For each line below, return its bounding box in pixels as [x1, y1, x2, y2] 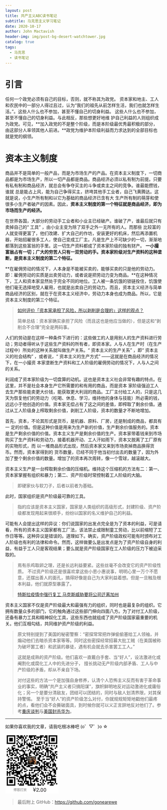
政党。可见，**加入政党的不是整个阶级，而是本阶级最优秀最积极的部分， [9, 121, 158, 127]
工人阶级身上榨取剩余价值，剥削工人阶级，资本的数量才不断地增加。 [13, 408, 153, 414]
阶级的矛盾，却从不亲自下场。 [21, 667, 83, 673]
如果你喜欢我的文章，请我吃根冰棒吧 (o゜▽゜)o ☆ [5, 723, 108, 729]
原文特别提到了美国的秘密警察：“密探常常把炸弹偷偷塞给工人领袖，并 [17, 631, 159, 637]
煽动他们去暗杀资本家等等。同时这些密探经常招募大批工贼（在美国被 [17, 637, 157, 643]
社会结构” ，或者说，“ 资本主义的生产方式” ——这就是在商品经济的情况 [13, 354, 159, 360]
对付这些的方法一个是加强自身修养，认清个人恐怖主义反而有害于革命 [17, 677, 157, 683]
